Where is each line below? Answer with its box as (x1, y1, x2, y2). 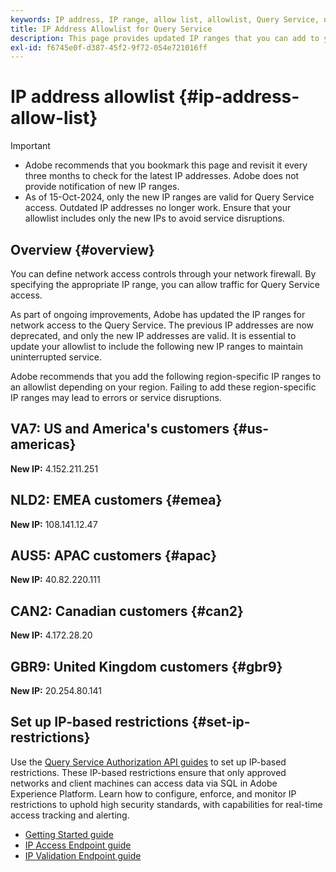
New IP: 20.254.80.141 (10, 685, 102, 697)
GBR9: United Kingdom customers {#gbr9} (10, 658, 283, 675)
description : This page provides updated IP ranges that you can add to (10, 33, 320, 43)
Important (10, 140, 51, 152)
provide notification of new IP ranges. (24, 181, 180, 193)
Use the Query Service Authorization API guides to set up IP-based (10, 756, 287, 768)
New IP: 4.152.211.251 (10, 462, 99, 475)
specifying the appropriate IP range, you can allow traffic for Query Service (10, 279, 320, 290)
